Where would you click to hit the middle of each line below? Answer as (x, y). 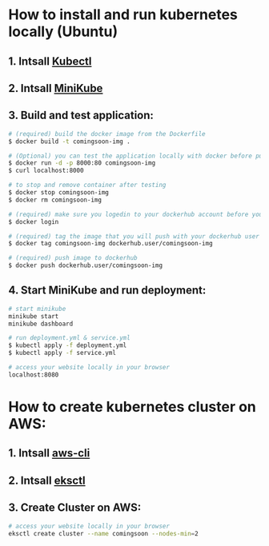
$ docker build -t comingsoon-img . (69, 141)
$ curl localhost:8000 (46, 171)
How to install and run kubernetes (123, 15)
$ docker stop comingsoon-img (59, 193)
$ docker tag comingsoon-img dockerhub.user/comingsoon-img (111, 244)
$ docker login (34, 221)
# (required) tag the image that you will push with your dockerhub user (134, 236)
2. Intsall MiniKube (56, 88)
